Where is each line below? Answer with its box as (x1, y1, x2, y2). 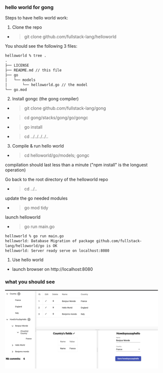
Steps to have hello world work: (5, 15, 68, 21)
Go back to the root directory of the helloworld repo (5, 177, 108, 183)
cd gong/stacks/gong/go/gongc (24, 115, 88, 121)
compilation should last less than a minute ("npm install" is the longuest (5, 162, 148, 168)
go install (24, 124, 43, 130)
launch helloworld (5, 214, 41, 220)
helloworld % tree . (5, 53, 47, 58)
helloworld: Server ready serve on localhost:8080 (5, 248, 110, 253)
